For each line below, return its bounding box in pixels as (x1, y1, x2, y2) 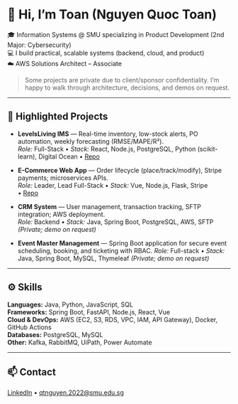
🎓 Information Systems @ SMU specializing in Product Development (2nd (7, 30, 225, 38)
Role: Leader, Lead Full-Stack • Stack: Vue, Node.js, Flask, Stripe (17, 181, 208, 189)
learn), (17, 152, 38, 161)
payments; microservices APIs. (17, 174, 108, 182)
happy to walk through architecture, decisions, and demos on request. (24, 83, 230, 92)
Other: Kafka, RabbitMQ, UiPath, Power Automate (7, 338, 152, 346)
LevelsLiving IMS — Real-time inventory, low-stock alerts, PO (17, 129, 198, 138)
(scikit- (197, 144, 218, 153)
